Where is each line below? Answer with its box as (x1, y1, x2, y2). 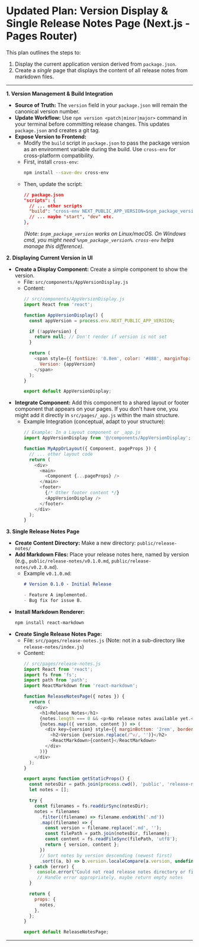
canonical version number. (14, 108, 80, 115)
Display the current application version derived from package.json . (14, 60, 177, 68)
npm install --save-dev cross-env (23, 169, 109, 175)
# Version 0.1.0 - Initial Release (23, 581, 111, 587)
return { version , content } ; (44, 842, 120, 848)
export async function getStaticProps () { (23, 776, 130, 782)
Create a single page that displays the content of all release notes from (14, 66, 188, 73)
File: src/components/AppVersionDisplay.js (23, 279, 129, 286)
